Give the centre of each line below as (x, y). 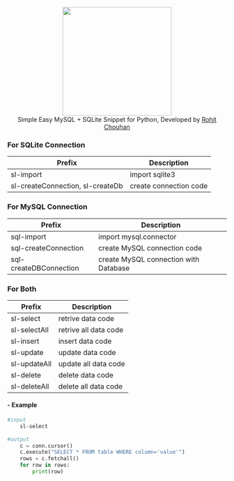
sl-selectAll (30, 329)
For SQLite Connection (46, 145)
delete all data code (91, 386)
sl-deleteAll (30, 386)
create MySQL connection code (150, 248)
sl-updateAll (31, 363)
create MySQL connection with (149, 259)
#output (18, 439)
